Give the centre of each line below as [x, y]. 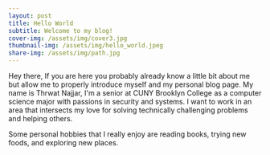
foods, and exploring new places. [63, 143]
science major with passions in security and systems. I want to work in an [130, 102]
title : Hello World [41, 23]
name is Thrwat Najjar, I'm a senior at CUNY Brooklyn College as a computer [135, 93]
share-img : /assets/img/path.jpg [64, 53]
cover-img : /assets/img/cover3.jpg [68, 38]
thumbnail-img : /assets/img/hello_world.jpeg [86, 46]
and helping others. [41, 118]
